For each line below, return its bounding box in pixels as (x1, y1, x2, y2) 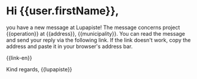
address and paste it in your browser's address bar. (6, 43, 133, 50)
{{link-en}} (6, 54, 32, 61)
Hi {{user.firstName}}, (6, 4, 119, 18)
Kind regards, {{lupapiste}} (6, 65, 73, 72)
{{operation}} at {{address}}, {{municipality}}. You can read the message (6, 30, 185, 37)
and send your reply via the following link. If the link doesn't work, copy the (6, 36, 191, 43)
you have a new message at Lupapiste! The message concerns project (6, 24, 180, 31)
